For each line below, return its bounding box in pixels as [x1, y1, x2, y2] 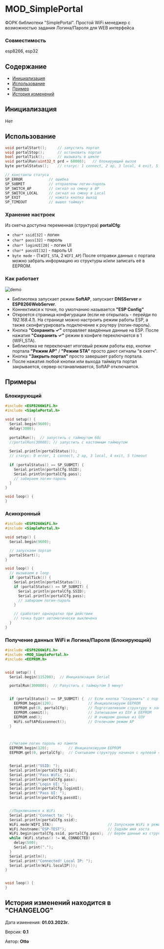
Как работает [5, 275, 39, 282]
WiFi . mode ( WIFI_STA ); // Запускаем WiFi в [9, 822, 150, 827]
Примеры [5, 378, 37, 386]
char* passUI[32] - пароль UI [12, 247, 72, 253]
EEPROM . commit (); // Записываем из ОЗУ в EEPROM [14, 710, 152, 715]
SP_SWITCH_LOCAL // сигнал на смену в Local [5, 190, 106, 195]
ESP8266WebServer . [12, 301, 57, 307]
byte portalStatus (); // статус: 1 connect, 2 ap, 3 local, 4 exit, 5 [5, 164, 159, 168]
